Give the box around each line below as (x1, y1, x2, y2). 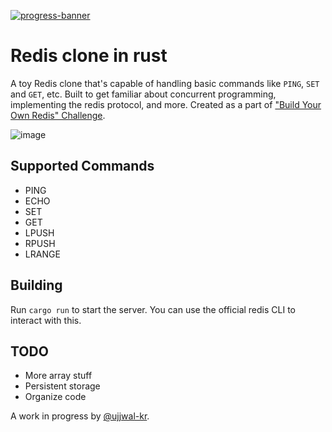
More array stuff (24, 370, 93, 382)
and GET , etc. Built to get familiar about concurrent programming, (10, 88, 277, 100)
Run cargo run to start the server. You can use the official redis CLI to (10, 303, 296, 315)
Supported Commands (10, 158, 155, 175)
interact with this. (10, 314, 82, 326)
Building (10, 277, 63, 294)
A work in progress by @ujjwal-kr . (10, 410, 150, 422)
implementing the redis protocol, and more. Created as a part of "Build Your (10, 98, 322, 110)
